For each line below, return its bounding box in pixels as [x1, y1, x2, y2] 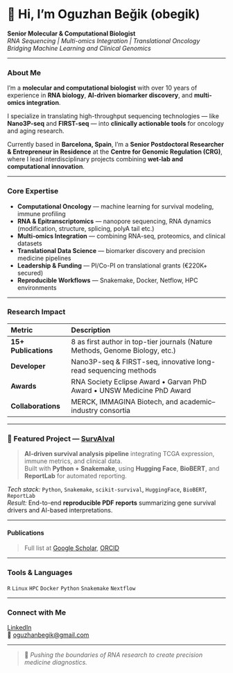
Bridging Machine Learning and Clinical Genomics [7, 44, 151, 52]
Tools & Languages [7, 568, 73, 578]
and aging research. [7, 127, 64, 135]
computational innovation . [7, 163, 85, 171]
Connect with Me [7, 608, 67, 617]
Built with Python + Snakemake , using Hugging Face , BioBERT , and [24, 464, 220, 473]
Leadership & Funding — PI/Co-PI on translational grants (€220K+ [17, 261, 208, 270]
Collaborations [10, 401, 61, 411]
